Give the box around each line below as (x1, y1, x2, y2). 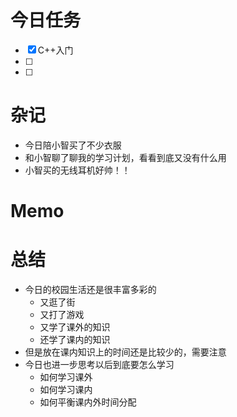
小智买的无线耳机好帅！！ (24, 164, 131, 176)
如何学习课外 (39, 371, 93, 383)
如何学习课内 (39, 384, 93, 395)
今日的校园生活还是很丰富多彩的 (24, 284, 157, 295)
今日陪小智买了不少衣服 (24, 139, 122, 151)
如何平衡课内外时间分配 (39, 396, 137, 408)
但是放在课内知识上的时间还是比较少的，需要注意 (24, 346, 227, 358)
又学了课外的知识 (39, 321, 111, 333)
